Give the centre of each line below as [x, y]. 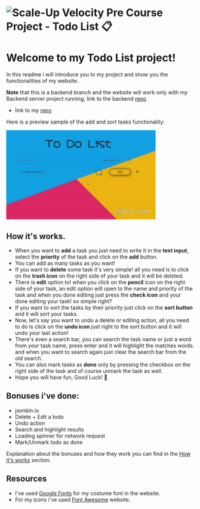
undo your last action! [41, 333]
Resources [27, 479]
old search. [29, 358]
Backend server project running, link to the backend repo [76, 99]
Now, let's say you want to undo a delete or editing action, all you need [102, 320]
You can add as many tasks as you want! [65, 263]
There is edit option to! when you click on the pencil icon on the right [100, 282]
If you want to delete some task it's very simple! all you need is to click [102, 269]
